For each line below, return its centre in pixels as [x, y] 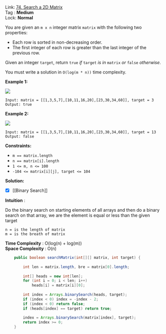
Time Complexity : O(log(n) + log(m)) [44, 244]
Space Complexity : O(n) [31, 249]
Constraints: [18, 146]
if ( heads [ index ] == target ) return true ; [67, 308]
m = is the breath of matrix [35, 234]
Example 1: [17, 82]
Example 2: [17, 114]
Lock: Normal [19, 18]
